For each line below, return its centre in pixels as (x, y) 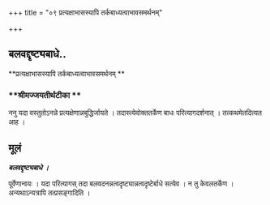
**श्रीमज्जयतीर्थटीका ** (45, 95)
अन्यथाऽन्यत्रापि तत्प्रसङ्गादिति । (49, 192)
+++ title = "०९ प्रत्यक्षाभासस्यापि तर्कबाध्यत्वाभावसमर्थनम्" (86, 13)
